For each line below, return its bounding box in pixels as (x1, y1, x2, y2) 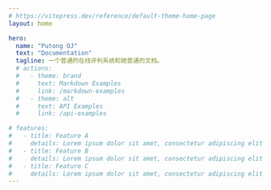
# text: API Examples (15, 102, 104, 110)
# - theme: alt (15, 94, 75, 102)
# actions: (15, 64, 53, 73)
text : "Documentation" (15, 50, 92, 58)
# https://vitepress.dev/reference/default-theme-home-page (8, 11, 217, 20)
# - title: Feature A (8, 132, 89, 140)
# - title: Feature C (8, 162, 89, 171)
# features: (8, 124, 49, 132)
